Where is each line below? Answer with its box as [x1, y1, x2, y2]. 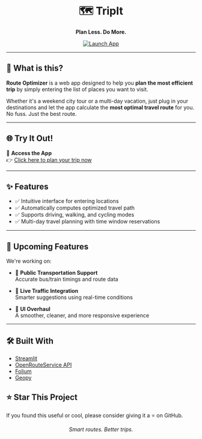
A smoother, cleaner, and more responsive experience [14, 312, 149, 319]
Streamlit [14, 355, 38, 362]
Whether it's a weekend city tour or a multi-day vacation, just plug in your [6, 97, 188, 104]
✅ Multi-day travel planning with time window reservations [14, 218, 161, 225]
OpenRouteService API [14, 361, 72, 368]
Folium [14, 368, 32, 374]
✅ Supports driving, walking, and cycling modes [14, 211, 135, 219]
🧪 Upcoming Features [6, 242, 89, 252]
